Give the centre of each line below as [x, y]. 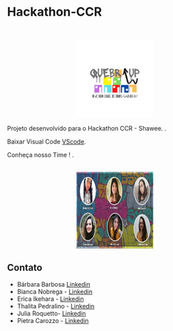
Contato [25, 268]
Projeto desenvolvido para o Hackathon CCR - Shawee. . [87, 128]
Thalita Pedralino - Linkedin [56, 306]
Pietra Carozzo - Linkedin [53, 320]
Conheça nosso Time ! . [40, 155]
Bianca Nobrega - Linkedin [55, 291]
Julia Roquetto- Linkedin [51, 313]
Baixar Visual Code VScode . [47, 142]
